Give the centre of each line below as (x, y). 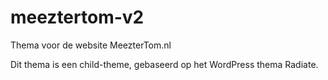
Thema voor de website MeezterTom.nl (91, 45)
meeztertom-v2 (77, 17)
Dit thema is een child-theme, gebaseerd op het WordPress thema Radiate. (164, 64)
